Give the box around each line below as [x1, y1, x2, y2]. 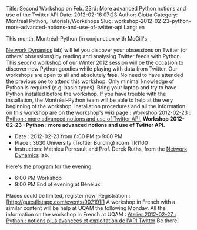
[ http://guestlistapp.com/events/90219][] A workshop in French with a [6, 198, 175, 205]
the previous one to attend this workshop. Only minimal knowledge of [6, 78, 175, 85]
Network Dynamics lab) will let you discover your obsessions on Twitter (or [6, 46, 188, 54]
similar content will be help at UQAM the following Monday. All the [6, 205, 166, 211]
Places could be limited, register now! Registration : [6, 192, 131, 199]
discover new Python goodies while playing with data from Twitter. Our [6, 65, 178, 72]
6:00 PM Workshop [14, 175, 62, 181]
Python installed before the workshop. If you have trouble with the [6, 91, 166, 97]
